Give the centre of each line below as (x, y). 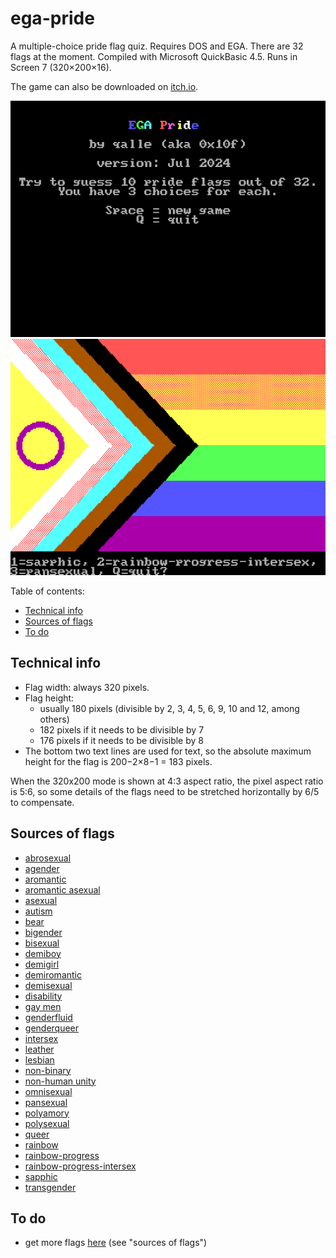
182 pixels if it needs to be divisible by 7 (122, 729)
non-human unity (60, 1081)
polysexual (47, 1123)
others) (54, 719)
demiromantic (53, 974)
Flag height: (49, 698)
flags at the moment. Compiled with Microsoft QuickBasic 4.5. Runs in (154, 56)
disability (43, 996)
